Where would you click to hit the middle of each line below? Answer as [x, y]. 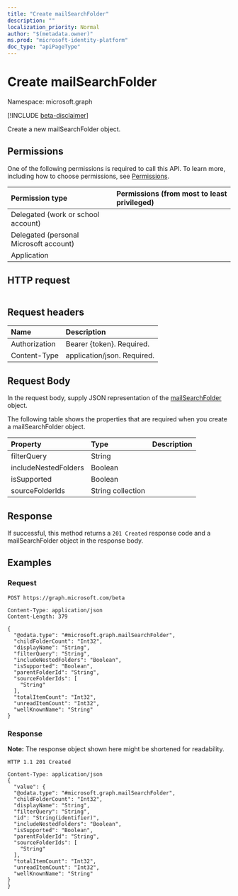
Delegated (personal [45, 235]
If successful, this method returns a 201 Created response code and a [109, 533]
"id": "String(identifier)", [57, 818]
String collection [118, 491]
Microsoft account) [43, 243]
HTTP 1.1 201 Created [39, 762]
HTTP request [39, 281]
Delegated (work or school [55, 214]
